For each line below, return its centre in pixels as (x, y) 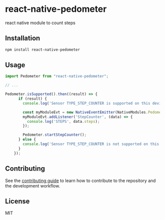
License (17, 201)
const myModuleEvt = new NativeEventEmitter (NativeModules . (85, 112)
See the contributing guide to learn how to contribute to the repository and (81, 181)
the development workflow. (33, 185)
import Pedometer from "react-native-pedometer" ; (57, 76)
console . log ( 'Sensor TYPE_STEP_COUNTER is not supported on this (91, 144)
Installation (23, 38)
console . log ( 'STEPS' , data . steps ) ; (63, 121)
